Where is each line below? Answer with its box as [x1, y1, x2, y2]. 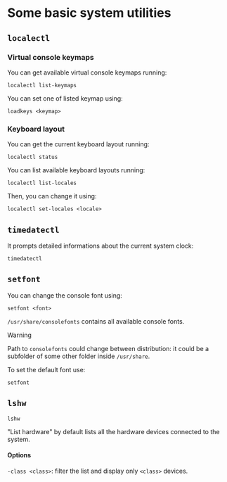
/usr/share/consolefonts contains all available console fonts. [7, 317, 185, 325]
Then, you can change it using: [7, 192, 97, 201]
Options [7, 451, 32, 459]
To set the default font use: [7, 365, 86, 374]
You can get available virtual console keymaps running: [7, 68, 167, 77]
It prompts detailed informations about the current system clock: [7, 241, 194, 250]
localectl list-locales [7, 179, 77, 187]
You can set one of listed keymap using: [7, 94, 123, 103]
